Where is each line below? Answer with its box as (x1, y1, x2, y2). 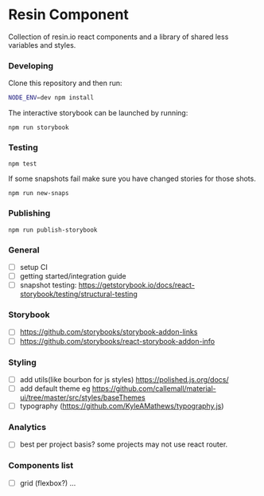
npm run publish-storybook (8, 225, 98, 234)
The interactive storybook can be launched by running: (8, 108, 188, 118)
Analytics (8, 422, 46, 433)
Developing (8, 60, 54, 71)
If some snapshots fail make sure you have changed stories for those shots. (8, 174, 256, 184)
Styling (8, 357, 37, 368)
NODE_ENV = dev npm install (8, 94, 94, 102)
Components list (8, 460, 74, 471)
